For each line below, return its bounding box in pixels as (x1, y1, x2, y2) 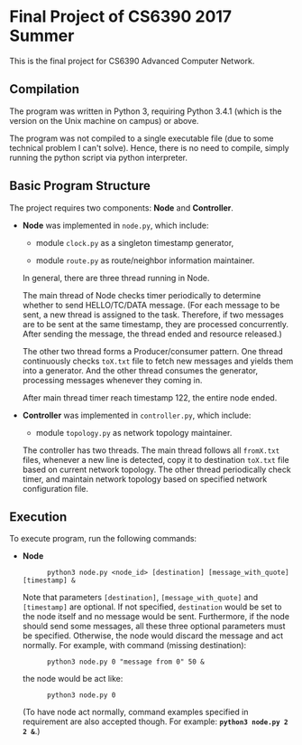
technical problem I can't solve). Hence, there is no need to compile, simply (9, 142, 290, 153)
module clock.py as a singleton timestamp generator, (35, 237, 234, 248)
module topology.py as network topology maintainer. (35, 427, 233, 438)
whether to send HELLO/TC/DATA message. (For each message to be (22, 299, 280, 310)
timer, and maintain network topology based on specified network (22, 473, 268, 485)
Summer (9, 25, 75, 46)
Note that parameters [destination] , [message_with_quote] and (22, 592, 259, 603)
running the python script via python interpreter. (9, 152, 188, 163)
